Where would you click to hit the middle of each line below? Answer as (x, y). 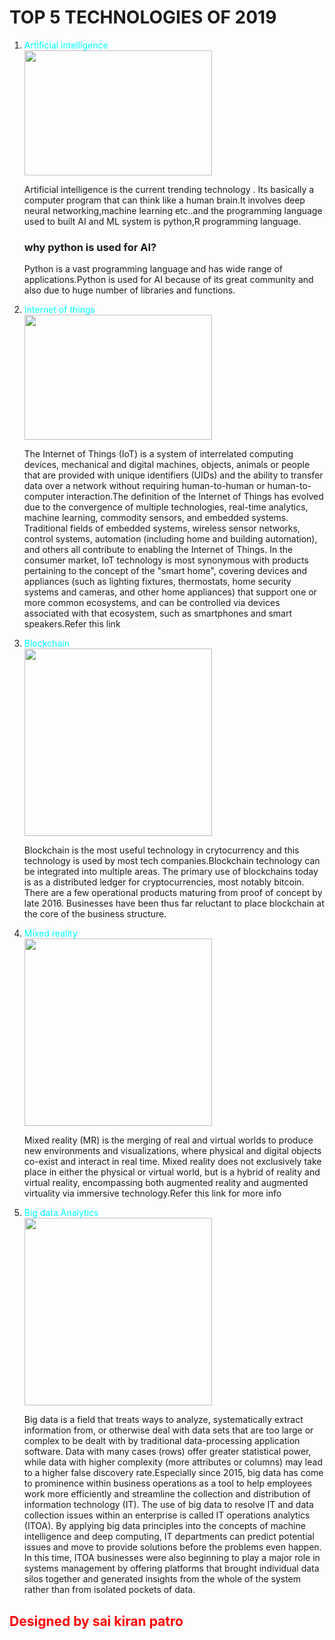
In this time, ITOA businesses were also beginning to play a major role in (172, 1558)
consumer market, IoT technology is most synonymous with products (166, 560)
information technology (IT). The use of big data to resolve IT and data (168, 1505)
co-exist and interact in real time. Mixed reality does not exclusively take (172, 1162)
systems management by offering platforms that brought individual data (171, 1568)
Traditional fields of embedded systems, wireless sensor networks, (162, 528)
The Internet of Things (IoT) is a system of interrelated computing (158, 454)
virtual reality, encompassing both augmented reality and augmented (166, 1183)
